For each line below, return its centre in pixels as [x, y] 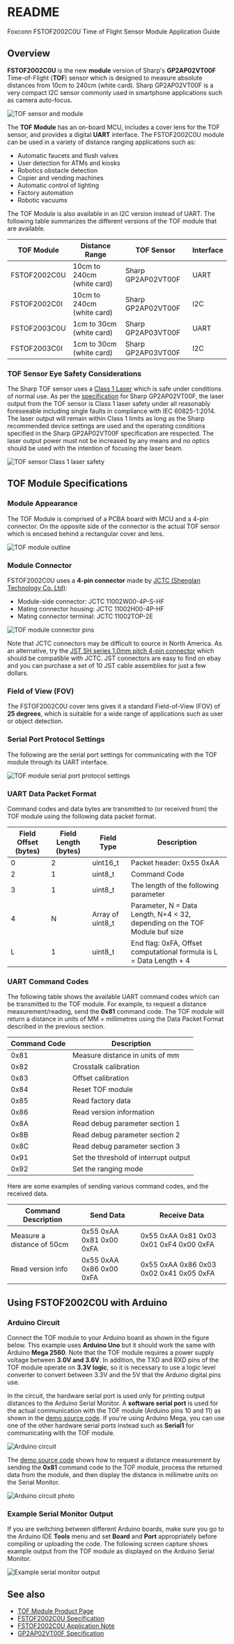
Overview [29, 53]
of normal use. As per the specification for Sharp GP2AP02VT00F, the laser [116, 396]
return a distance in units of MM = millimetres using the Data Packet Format [116, 1019]
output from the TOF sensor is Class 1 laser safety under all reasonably [109, 404]
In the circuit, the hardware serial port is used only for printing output [106, 1395]
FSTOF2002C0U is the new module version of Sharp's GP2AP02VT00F [111, 70]
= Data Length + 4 [161, 960]
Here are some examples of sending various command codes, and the [108, 1186]
